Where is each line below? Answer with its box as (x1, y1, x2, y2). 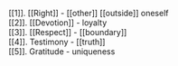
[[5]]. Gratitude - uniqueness (8, 46, 116, 57)
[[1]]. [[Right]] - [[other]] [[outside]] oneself (8, 8, 169, 18)
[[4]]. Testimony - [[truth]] (8, 36, 106, 47)
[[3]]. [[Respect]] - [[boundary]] (8, 27, 127, 37)
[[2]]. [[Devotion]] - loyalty (8, 17, 108, 28)
